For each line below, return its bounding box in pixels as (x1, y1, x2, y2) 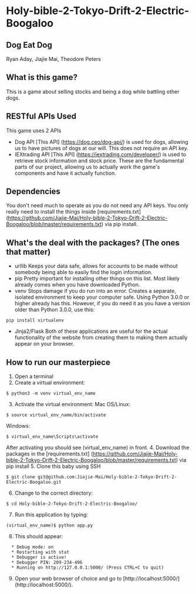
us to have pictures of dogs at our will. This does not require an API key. (14, 144, 189, 151)
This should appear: (14, 533, 63, 540)
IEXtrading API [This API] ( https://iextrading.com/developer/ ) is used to (14, 151, 187, 158)
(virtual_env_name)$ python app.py (6, 522, 93, 529)
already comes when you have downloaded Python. (14, 281, 140, 288)
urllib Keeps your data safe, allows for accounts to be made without (14, 262, 178, 269)
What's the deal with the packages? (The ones (6, 238, 180, 248)
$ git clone (6, 474, 35, 480)
